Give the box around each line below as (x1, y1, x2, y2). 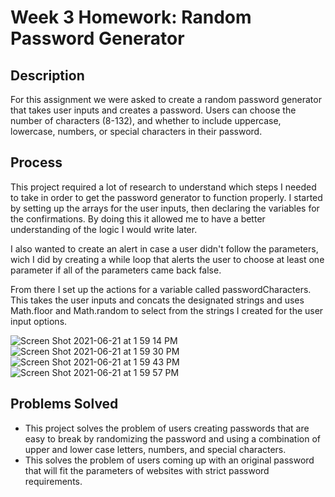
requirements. (24, 475, 83, 487)
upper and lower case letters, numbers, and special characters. (24, 443, 287, 455)
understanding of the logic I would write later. (10, 223, 198, 235)
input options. (10, 315, 68, 327)
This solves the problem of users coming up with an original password (24, 454, 315, 466)
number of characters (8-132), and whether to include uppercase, (10, 115, 282, 126)
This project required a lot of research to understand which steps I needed (10, 181, 317, 193)
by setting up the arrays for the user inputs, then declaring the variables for (10, 202, 320, 214)
